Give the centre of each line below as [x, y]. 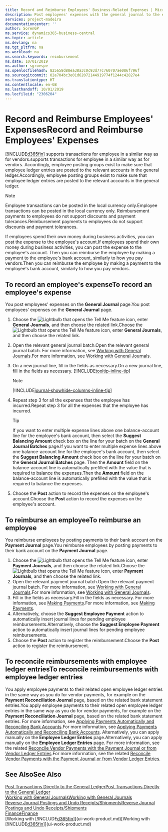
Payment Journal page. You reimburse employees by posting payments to [81, 545]
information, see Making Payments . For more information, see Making [83, 603]
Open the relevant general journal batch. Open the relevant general [80, 345]
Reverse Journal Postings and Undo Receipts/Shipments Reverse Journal [80, 802]
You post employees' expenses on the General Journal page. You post [77, 304]
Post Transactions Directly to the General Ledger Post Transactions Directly [82, 786]
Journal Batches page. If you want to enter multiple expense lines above [87, 446]
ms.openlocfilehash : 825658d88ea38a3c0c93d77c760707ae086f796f [72, 71]
